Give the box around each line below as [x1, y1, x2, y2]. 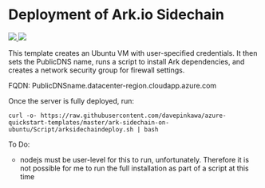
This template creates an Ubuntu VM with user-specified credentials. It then [8, 48, 258, 57]
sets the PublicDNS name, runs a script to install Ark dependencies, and [8, 57, 245, 66]
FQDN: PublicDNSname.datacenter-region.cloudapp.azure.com [8, 80, 217, 90]
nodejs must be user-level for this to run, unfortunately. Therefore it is [19, 155, 250, 164]
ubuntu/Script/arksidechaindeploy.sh [8, 125, 134, 133]
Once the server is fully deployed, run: [8, 96, 134, 105]
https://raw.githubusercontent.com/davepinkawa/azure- [40, 112, 227, 119]
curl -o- [8, 112, 38, 119]
